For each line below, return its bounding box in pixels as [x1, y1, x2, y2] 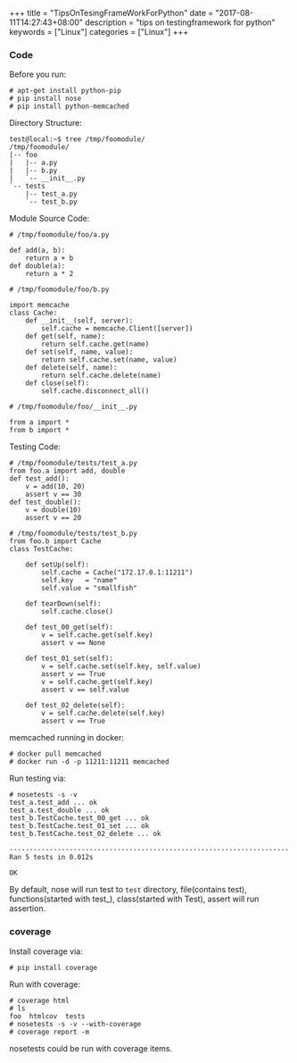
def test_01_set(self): [25, 654, 114, 664]
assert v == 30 [25, 490, 82, 499]
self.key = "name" [41, 576, 118, 585]
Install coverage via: [9, 946, 83, 957]
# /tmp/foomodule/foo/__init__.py [9, 402, 138, 412]
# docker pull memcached [9, 749, 102, 758]
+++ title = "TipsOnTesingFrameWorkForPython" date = [9, 8, 214, 18]
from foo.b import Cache [9, 537, 102, 546]
